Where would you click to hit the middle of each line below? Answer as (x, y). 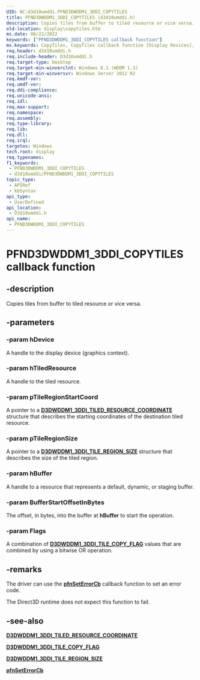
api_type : (19, 196)
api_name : (19, 219)
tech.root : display (31, 152)
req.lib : (17, 129)
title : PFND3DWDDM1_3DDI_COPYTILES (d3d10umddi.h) (71, 17)
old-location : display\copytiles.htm (53, 29)
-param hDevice (30, 339)
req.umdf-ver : (24, 85)
